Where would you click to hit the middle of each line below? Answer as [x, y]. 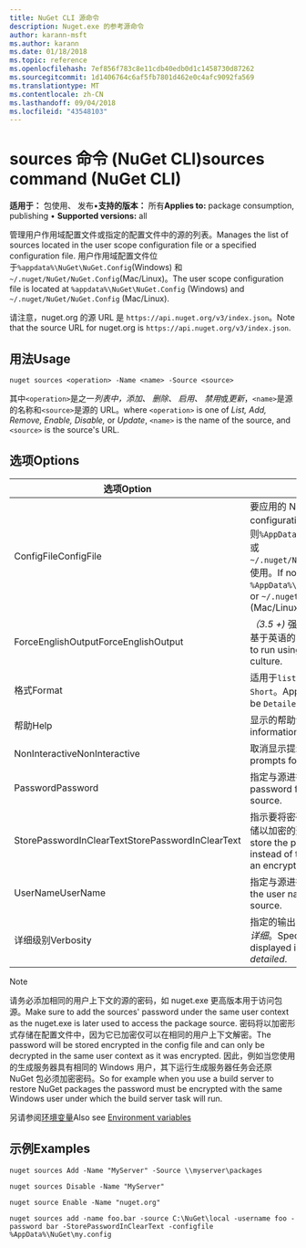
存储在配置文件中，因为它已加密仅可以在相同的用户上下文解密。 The [144, 1034]
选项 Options [45, 461]
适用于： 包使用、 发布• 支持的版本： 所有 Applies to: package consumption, [152, 205]
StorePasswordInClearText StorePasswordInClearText [127, 840]
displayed [270, 948]
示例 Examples [50, 1149]
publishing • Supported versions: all [78, 216]
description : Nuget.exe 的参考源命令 [77, 26]
